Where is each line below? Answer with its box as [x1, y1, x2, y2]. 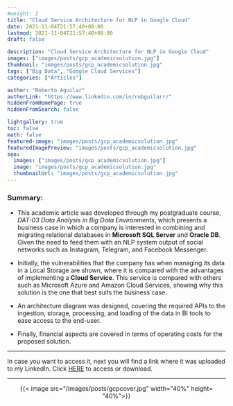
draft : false [7, 36, 45, 43]
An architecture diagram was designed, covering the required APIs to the [17, 302, 226, 310]
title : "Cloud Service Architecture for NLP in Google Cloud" [7, 17, 191, 24]
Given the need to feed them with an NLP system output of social [17, 238, 204, 247]
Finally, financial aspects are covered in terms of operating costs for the [17, 330, 223, 338]
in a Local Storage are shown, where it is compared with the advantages [17, 266, 224, 274]
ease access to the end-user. [17, 317, 101, 325]
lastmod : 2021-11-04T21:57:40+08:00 [7, 29, 113, 37]
